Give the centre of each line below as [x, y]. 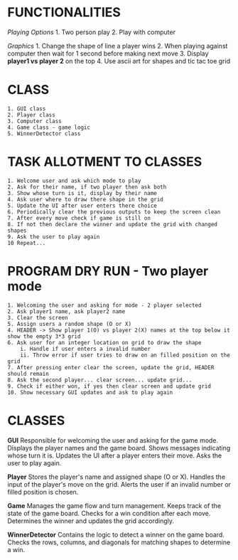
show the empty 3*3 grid [44, 336]
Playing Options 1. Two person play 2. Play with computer [92, 32]
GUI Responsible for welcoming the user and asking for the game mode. [113, 440]
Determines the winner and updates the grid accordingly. [91, 521]
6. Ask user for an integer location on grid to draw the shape [104, 342]
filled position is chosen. [43, 492]
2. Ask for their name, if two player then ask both [87, 187]
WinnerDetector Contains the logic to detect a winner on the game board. [116, 534]
